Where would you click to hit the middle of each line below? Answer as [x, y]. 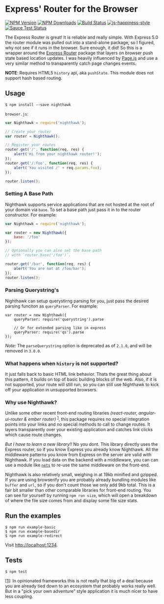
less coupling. [19, 596]
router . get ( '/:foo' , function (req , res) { [49, 163]
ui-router [14, 419]
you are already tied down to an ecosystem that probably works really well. [81, 586]
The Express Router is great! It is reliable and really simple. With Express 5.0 [82, 37]
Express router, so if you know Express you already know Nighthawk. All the [82, 449]
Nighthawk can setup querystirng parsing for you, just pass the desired [77, 301]
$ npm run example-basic [30, 527]
